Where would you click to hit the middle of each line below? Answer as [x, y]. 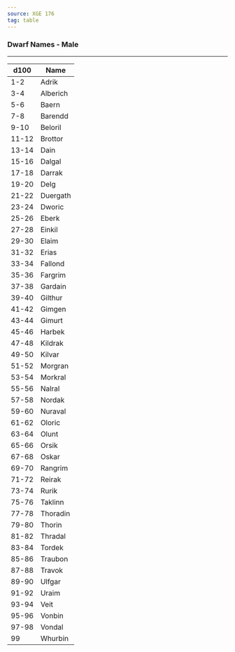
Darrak [51, 173]
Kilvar [50, 354]
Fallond [52, 263]
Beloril [51, 127]
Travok [52, 570]
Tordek [52, 547]
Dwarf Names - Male [43, 45]
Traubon [54, 558]
